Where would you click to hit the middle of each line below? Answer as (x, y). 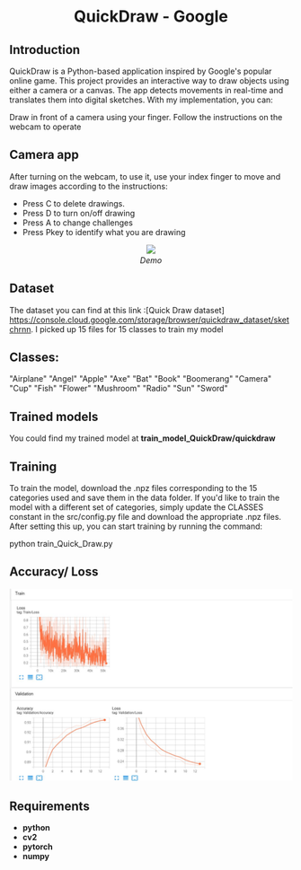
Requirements (49, 806)
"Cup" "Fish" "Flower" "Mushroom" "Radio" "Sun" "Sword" (119, 389)
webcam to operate (45, 127)
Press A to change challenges (77, 223)
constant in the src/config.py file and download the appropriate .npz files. (145, 517)
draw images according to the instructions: (89, 186)
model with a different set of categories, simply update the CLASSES (136, 507)
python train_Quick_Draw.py (61, 544)
